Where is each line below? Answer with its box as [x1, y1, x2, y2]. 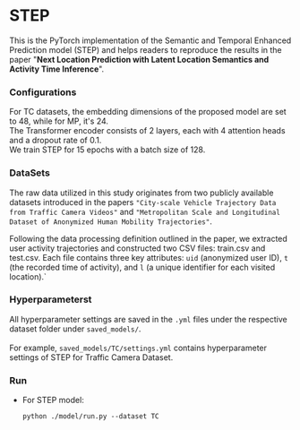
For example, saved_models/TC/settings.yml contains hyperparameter [9, 342, 267, 353]
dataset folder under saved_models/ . [9, 323, 141, 334]
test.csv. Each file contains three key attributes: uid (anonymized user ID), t [9, 252, 288, 262]
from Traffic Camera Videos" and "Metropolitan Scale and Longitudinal [9, 206, 280, 217]
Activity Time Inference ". [9, 64, 105, 74]
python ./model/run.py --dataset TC [21, 412, 159, 421]
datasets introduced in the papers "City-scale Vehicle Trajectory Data [9, 196, 277, 207]
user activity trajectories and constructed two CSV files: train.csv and [9, 243, 266, 254]
